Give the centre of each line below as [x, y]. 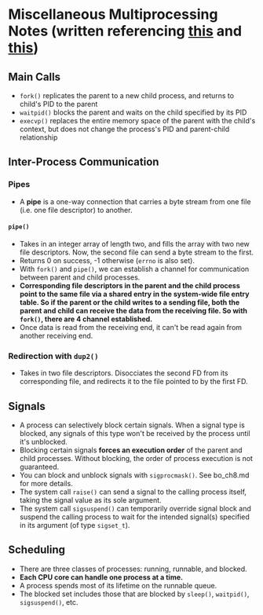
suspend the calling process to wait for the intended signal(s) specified [134, 517]
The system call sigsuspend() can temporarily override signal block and [135, 509]
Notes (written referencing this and [125, 31]
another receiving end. [56, 335]
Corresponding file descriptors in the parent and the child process [130, 285]
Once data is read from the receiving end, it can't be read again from [130, 327]
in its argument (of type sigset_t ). [75, 525]
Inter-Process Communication [84, 162]
